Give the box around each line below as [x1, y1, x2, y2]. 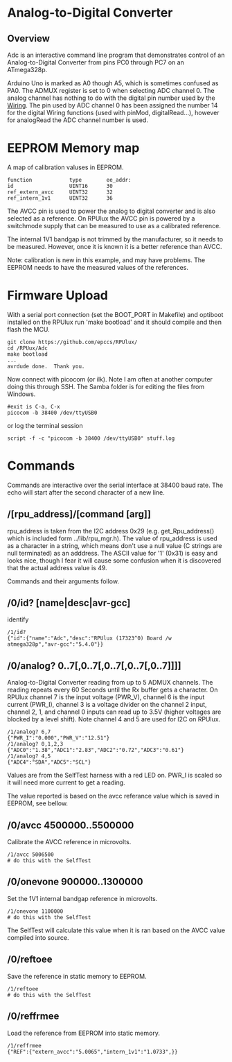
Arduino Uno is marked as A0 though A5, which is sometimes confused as [7, 79, 219, 87]
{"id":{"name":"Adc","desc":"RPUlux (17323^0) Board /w [7, 635, 172, 642]
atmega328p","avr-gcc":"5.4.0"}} [7, 641, 104, 648]
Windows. [7, 390, 36, 398]
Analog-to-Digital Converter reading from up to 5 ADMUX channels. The [7, 678, 213, 687]
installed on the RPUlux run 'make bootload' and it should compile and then [7, 318, 222, 326]
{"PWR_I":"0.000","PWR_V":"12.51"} [7, 735, 110, 742]
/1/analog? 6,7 [7, 728, 51, 736]
